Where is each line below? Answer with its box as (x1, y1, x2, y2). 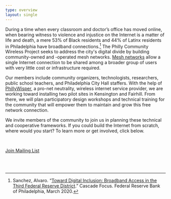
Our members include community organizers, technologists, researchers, (5, 75, 159, 81)
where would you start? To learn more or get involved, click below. (5, 128, 145, 134)
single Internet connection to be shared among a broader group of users (5, 60, 157, 66)
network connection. (5, 107, 49, 113)
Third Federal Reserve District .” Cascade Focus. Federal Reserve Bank (12, 183, 160, 189)
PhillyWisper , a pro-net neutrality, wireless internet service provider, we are (5, 86, 163, 92)
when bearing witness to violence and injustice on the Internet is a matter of (5, 32, 165, 38)
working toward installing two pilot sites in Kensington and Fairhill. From (5, 91, 156, 97)
